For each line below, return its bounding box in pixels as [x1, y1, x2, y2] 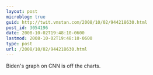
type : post [6, 41, 33, 47]
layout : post [6, 8, 38, 15]
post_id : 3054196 [6, 24, 48, 31]
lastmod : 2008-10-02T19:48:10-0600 [6, 35, 93, 41]
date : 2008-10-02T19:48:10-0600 [6, 30, 85, 36]
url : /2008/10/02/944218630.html [6, 47, 88, 52]
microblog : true [6, 14, 46, 20]
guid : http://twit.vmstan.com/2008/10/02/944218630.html [6, 19, 148, 25]
